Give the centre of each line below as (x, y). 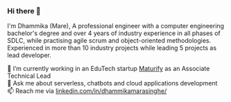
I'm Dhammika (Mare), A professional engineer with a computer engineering (115, 26)
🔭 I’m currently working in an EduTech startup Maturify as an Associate (109, 69)
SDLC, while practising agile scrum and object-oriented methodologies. (109, 41)
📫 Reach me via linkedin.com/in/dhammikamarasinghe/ (87, 91)
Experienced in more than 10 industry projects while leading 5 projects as (112, 48)
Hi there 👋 (24, 11)
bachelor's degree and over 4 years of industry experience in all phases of (114, 33)
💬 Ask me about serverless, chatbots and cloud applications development (112, 83)
